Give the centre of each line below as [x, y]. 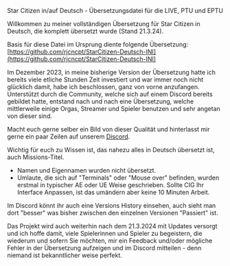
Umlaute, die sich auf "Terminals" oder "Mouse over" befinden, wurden [118, 178]
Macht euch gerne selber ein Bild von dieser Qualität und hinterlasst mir [108, 129]
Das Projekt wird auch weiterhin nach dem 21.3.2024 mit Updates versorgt [112, 226]
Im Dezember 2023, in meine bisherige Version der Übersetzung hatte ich [112, 72]
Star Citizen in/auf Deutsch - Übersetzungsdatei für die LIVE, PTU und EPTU [115, 11]
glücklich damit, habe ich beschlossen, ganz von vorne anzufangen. [104, 87]
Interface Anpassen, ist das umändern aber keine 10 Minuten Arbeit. [113, 192]
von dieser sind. [30, 116]
